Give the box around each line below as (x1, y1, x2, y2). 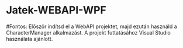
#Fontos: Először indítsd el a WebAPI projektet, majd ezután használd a (6, 23, 177, 30)
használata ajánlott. (6, 35, 53, 42)
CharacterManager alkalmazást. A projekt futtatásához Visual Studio (6, 29, 171, 36)
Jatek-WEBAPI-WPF (6, 4, 106, 17)
